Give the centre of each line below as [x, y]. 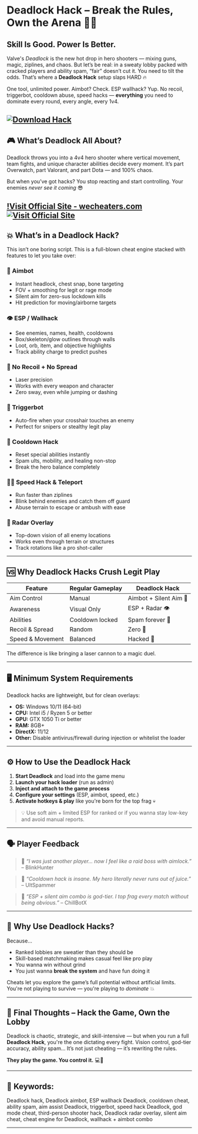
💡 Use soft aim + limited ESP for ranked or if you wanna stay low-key [104, 812]
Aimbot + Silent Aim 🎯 [158, 598]
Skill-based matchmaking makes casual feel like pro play [84, 958]
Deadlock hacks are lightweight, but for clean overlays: [73, 695]
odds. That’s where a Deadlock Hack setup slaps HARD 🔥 [77, 77]
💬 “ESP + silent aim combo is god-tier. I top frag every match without [105, 896]
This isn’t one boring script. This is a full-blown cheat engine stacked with [96, 250]
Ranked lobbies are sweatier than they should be [74, 952]
